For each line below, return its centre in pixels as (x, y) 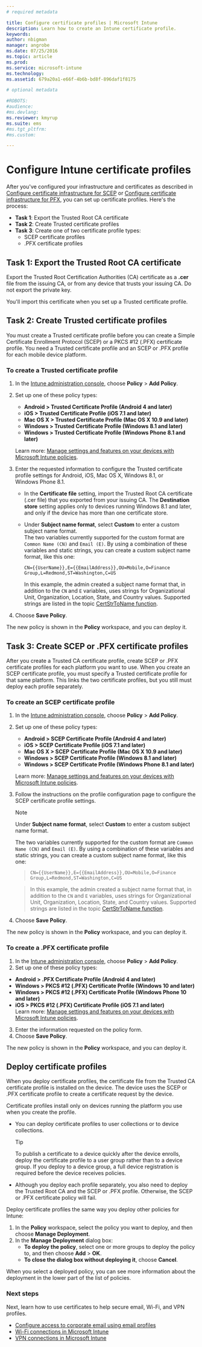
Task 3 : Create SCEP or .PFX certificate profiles (97, 646)
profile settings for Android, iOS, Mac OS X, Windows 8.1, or (89, 475)
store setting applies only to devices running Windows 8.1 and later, (108, 507)
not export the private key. (39, 290)
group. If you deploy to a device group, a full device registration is (97, 1167)
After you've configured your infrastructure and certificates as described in (99, 187)
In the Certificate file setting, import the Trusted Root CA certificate (108, 493)
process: (17, 206)
